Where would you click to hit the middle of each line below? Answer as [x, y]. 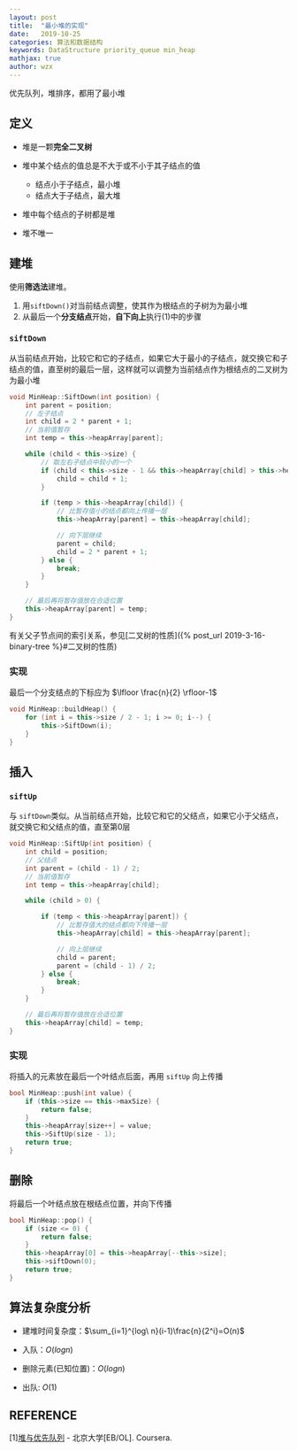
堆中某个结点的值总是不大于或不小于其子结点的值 [111, 166]
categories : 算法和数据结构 [56, 42]
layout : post [33, 17]
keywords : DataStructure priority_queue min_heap [103, 50]
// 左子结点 [44, 413]
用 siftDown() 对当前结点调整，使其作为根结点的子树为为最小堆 [135, 305]
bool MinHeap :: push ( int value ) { [71, 1093]
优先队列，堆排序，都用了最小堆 [67, 93]
